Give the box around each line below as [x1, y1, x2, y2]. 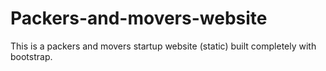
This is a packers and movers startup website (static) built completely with [10, 40, 317, 52]
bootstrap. [10, 50, 53, 62]
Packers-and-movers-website [10, 7, 268, 30]
